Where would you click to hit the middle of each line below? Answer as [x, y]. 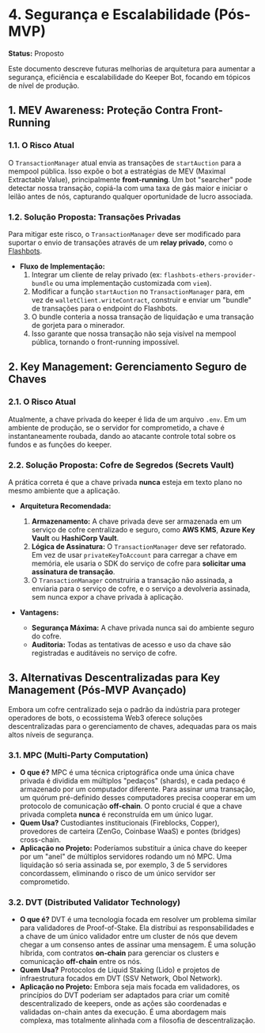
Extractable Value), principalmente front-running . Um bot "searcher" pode [130, 179]
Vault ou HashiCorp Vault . [75, 538]
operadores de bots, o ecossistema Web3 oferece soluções [106, 718]
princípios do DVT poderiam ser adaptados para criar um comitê [125, 995]
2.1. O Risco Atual [42, 402]
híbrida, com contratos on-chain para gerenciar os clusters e [119, 953]
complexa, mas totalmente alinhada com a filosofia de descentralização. [137, 1020]
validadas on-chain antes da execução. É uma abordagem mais [123, 1012]
